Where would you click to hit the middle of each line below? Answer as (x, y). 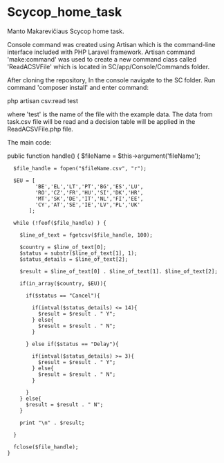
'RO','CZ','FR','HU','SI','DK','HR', (89, 192)
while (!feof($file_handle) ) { (60, 223)
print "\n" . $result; (52, 423)
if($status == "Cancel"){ (63, 296)
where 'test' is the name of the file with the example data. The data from (110, 114)
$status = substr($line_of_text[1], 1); (78, 253)
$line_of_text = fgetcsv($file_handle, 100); (86, 235)
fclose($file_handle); (46, 447)
